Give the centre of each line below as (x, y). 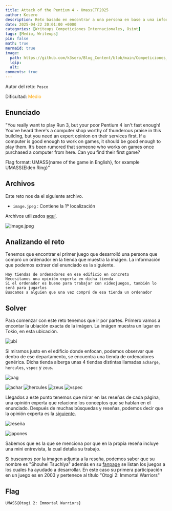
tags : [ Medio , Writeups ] (32, 34)
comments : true (21, 72)
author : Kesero (21, 15)
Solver (16, 308)
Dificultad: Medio (24, 96)
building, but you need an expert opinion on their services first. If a (76, 136)
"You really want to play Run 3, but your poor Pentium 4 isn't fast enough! (83, 125)
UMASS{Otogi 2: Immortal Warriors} (43, 503)
